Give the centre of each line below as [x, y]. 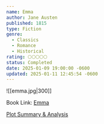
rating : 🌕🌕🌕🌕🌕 [27, 57]
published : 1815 [26, 23]
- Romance [24, 46]
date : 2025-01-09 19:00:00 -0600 [48, 68]
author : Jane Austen [32, 18]
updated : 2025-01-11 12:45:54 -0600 [52, 74]
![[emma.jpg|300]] [29, 91]
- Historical [28, 51]
